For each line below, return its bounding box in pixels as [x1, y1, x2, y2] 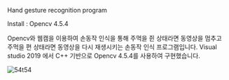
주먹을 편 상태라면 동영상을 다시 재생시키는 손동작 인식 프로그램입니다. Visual [7, 43, 217, 51]
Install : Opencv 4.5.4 [7, 20, 69, 27]
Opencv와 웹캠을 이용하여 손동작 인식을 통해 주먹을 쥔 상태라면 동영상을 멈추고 [7, 34, 222, 42]
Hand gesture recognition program [7, 6, 107, 14]
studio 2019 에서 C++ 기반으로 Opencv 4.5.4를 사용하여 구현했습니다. [7, 52, 201, 60]
